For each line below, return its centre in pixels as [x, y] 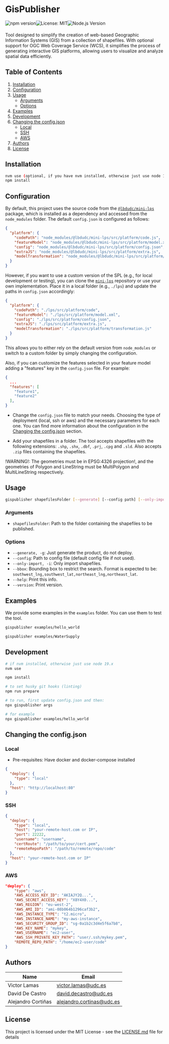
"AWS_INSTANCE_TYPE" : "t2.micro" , [50, 914]
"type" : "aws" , [30, 891]
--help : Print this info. [35, 580]
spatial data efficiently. [29, 56]
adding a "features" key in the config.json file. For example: [67, 368]
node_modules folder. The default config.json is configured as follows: [77, 219]
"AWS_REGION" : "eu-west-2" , [44, 905]
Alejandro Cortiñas [30, 1002]
